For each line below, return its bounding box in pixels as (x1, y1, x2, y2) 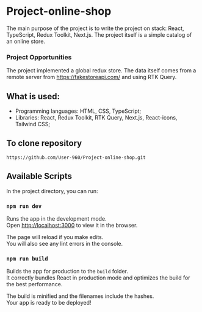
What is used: (6, 91, 60, 102)
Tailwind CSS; (15, 121, 51, 128)
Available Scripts (6, 171, 72, 181)
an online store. (6, 37, 46, 45)
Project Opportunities (6, 53, 72, 61)
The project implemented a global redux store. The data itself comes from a (6, 67, 197, 74)
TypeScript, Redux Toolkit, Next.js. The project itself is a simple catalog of (6, 31, 192, 38)
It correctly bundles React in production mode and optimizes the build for (6, 274, 190, 281)
